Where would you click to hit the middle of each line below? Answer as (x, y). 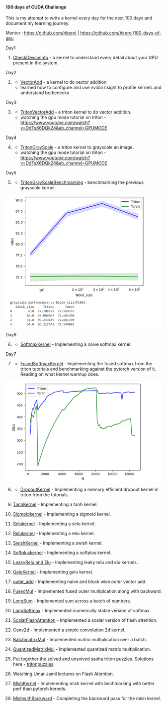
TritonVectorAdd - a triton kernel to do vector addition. (76, 112)
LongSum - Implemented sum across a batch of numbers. (72, 601)
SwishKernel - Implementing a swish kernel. (58, 543)
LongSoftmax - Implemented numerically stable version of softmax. (82, 610)
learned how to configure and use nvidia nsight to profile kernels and (91, 88)
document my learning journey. (38, 23)
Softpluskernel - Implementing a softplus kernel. (62, 553)
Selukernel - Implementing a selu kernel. (54, 524)
